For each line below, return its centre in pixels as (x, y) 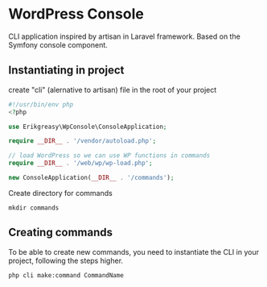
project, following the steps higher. (66, 260)
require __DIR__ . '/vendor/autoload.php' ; (82, 141)
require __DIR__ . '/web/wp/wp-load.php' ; (80, 163)
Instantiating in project (66, 71)
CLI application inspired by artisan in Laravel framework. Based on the (125, 36)
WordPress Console (76, 14)
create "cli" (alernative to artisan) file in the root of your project (113, 89)
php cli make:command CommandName (66, 275)
